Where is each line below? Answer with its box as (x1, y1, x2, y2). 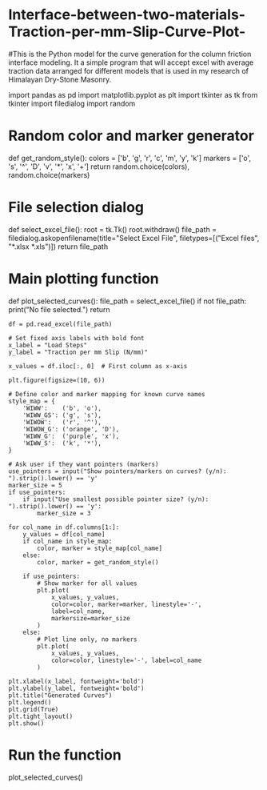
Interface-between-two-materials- (8, 6, 246, 24)
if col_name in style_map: (22, 537, 113, 545)
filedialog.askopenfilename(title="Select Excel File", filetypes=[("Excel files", (8, 233, 260, 243)
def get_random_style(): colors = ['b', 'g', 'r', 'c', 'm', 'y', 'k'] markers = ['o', (8, 153, 252, 162)
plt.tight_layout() (8, 712, 74, 720)
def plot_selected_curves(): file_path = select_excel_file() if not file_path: (8, 296, 247, 306)
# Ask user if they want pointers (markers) (8, 460, 159, 468)
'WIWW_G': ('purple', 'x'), (22, 432, 120, 440)
